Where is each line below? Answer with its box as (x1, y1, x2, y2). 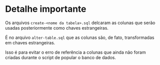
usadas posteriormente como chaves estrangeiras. (5, 25, 109, 31)
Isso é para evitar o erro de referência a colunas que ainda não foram (5, 49, 146, 55)
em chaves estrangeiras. (5, 39, 55, 45)
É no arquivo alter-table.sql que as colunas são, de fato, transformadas (5, 34, 155, 40)
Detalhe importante (5, 3, 86, 15)
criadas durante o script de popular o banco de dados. (5, 54, 116, 60)
